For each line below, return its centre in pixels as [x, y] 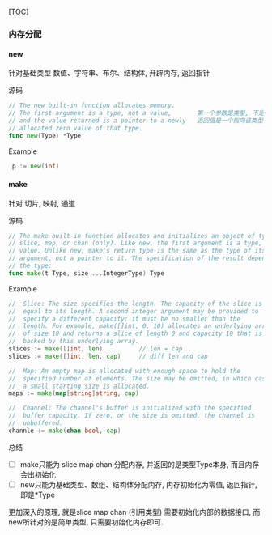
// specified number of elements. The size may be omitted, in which [130, 378]
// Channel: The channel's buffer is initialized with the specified [130, 408]
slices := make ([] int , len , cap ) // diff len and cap [108, 356]
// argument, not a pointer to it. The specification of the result [126, 258]
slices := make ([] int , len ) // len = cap [96, 349]
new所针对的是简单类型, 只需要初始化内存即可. [86, 522]
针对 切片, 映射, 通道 [42, 203]
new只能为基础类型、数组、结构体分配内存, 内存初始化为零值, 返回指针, [138, 484]
